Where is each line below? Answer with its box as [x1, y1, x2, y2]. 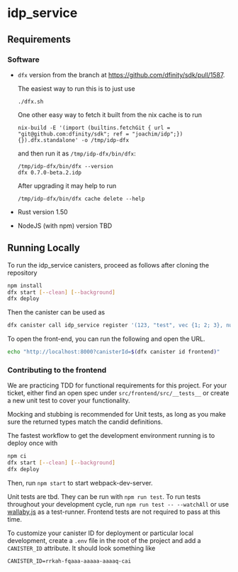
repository [7, 268, 38, 277]
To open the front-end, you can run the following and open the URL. [7, 335, 205, 343]
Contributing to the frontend [7, 365, 107, 375]
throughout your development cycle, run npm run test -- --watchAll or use [7, 500, 229, 508]
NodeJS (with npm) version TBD [17, 221, 112, 230]
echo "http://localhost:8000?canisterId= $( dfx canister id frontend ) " [7, 348, 220, 356]
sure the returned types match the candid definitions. [7, 417, 163, 427]
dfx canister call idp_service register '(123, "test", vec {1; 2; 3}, [7, 321, 223, 329]
